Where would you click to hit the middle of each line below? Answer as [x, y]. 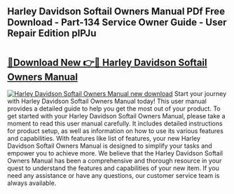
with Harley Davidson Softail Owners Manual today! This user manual [107, 101]
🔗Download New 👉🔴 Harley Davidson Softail [107, 62]
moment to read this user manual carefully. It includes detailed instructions [115, 123]
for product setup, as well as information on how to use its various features [116, 131]
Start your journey [200, 93]
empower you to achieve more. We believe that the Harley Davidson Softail [115, 153]
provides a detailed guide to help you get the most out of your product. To [114, 109]
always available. [32, 183]
